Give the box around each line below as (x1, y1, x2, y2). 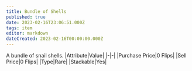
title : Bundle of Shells (6, 8, 67, 15)
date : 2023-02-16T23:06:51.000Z (6, 19, 85, 25)
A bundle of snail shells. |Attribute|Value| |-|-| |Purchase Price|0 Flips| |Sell (6, 52, 187, 59)
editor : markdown (6, 31, 49, 36)
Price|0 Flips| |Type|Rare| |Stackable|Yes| (6, 58, 107, 65)
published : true (6, 14, 46, 20)
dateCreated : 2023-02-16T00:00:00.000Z (6, 36, 104, 42)
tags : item (6, 25, 33, 31)
